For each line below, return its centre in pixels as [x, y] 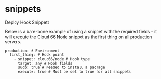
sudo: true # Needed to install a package [61, 67]
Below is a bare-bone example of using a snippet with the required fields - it [81, 31]
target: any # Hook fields [45, 63]
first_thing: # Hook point [37, 55]
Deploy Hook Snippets [27, 22]
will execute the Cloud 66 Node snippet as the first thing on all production [79, 37]
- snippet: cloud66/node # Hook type [52, 59]
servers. [13, 41]
